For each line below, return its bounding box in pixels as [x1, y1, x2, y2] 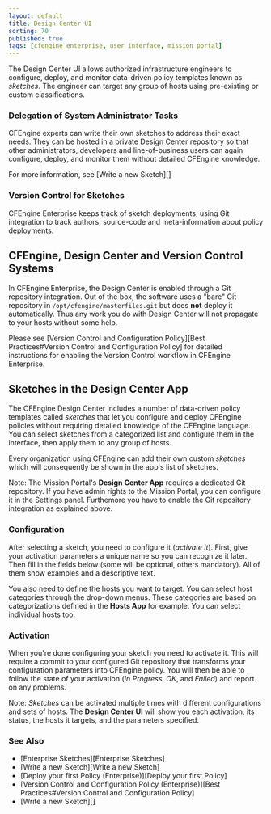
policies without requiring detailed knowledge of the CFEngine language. [8, 421, 251, 431]
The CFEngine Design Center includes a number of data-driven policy [8, 403, 241, 413]
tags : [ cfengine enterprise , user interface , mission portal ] [8, 42, 222, 50]
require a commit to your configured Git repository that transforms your [8, 656, 247, 666]
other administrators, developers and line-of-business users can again [8, 146, 243, 155]
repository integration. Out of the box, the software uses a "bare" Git [8, 292, 237, 302]
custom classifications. [8, 90, 85, 99]
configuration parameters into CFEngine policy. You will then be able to [8, 664, 245, 675]
